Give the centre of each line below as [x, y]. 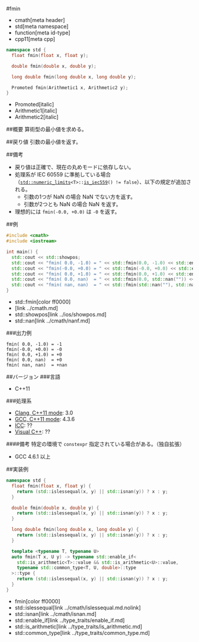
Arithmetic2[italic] [36, 117]
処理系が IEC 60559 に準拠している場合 [63, 175]
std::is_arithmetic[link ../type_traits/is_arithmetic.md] [78, 627]
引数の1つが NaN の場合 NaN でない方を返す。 [80, 197]
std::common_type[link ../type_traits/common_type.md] [82, 632]
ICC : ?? [23, 425]
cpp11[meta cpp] [35, 39]
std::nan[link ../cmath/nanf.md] [52, 321]
